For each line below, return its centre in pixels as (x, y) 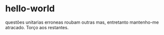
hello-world (30, 9)
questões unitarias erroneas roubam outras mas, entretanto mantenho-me (82, 22)
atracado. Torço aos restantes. (37, 27)
